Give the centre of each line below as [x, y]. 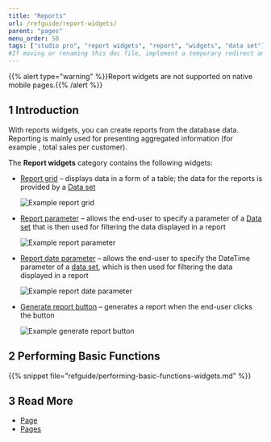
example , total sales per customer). [68, 147]
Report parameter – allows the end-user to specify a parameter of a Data [141, 218]
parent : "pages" [35, 31]
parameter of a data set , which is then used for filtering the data [126, 267]
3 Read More [41, 401]
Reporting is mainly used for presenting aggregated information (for [121, 138]
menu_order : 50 [34, 38]
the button [37, 315]
